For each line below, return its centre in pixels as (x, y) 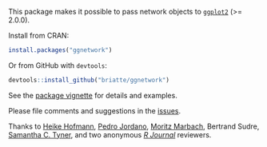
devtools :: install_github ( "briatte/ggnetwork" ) (89, 80)
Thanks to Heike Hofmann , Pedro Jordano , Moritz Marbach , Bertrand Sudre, (134, 126)
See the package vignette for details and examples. (93, 95)
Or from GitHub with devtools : (58, 65)
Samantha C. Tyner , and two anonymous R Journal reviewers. (110, 134)
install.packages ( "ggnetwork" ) (60, 50)
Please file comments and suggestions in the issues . (95, 110)
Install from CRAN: (39, 36)
